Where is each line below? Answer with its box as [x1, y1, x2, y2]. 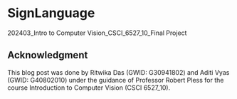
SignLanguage [7, 5, 95, 21]
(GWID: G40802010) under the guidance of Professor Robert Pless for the [7, 75, 224, 84]
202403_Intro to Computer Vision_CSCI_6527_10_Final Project [7, 28, 187, 37]
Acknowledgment [7, 49, 88, 61]
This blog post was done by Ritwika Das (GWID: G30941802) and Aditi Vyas [7, 68, 230, 76]
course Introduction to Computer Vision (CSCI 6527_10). [7, 83, 171, 92]
